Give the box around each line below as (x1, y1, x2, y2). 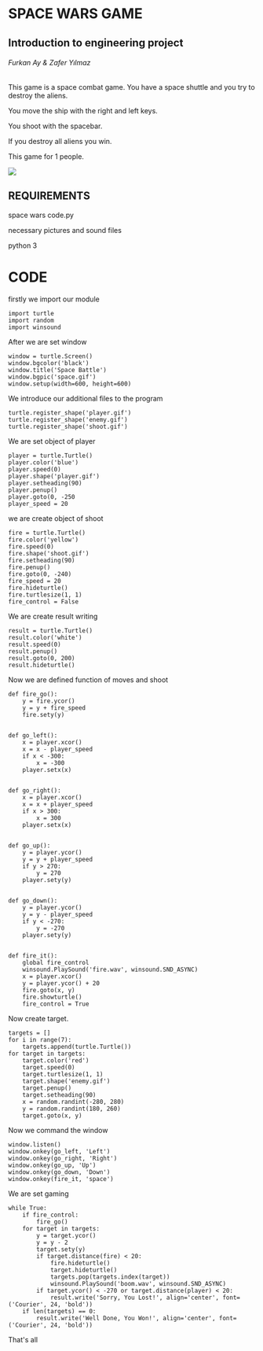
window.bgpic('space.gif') (8, 373, 97, 381)
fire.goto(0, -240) (8, 570, 72, 578)
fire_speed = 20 (8, 577, 61, 585)
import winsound (8, 323, 61, 331)
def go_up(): (8, 841, 51, 850)
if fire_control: (22, 1211, 79, 1219)
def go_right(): (8, 786, 61, 795)
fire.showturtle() (22, 993, 82, 1001)
